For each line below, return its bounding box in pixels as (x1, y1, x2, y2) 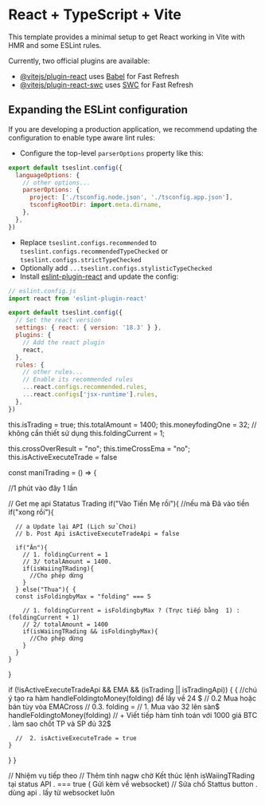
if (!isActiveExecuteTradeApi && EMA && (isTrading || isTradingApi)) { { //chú (8, 684, 257, 694)
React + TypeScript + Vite (8, 6, 181, 24)
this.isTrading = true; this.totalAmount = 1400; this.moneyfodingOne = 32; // (8, 419, 257, 429)
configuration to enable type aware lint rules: (8, 133, 155, 142)
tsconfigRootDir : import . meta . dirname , (29, 201, 162, 209)
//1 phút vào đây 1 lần (8, 483, 78, 493)
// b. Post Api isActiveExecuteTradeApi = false (15, 529, 180, 537)
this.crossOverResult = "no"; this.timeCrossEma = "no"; (8, 443, 191, 453)
